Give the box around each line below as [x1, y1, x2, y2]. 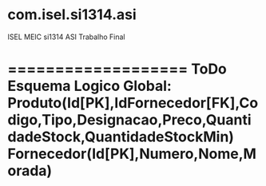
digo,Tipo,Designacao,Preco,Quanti [7, 111, 252, 129]
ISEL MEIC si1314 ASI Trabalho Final [7, 32, 125, 42]
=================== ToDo [7, 60, 227, 78]
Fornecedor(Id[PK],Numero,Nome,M [7, 145, 257, 163]
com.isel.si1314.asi [7, 6, 137, 24]
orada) [7, 162, 53, 180]
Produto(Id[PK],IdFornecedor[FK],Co [7, 94, 259, 113]
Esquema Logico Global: [7, 77, 173, 95]
